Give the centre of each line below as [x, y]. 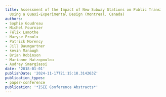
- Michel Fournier [24, 28]
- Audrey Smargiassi [26, 64]
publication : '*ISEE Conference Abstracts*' [52, 87]
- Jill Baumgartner [25, 46]
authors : [14, 19]
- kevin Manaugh [22, 50]
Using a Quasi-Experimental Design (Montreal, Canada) [67, 14]
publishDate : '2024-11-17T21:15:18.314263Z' [52, 73]
